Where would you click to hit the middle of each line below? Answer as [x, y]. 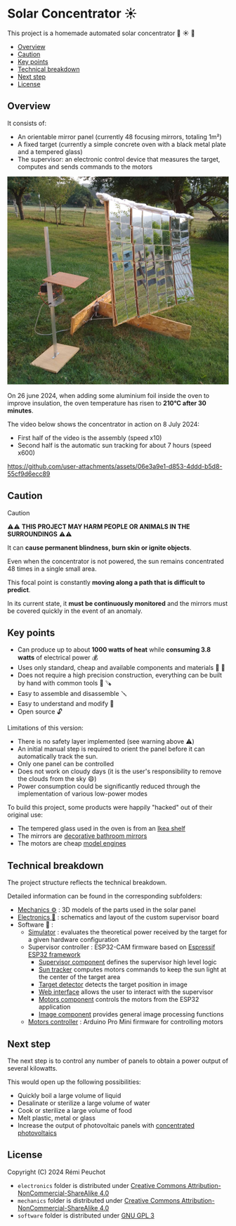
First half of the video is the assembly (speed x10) [90, 437]
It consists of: [27, 123]
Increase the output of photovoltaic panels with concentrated [106, 1125]
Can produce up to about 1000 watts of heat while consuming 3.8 [114, 650]
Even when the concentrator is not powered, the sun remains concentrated [116, 561]
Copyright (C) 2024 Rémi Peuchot [57, 1172]
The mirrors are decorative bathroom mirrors [82, 836]
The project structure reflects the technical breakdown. [87, 883]
